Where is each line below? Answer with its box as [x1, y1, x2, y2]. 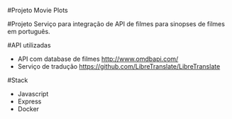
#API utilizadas [7, 41, 51, 49]
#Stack [7, 76, 28, 84]
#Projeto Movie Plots [7, 6, 69, 14]
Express [17, 97, 42, 106]
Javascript [17, 90, 49, 98]
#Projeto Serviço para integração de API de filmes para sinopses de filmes [7, 20, 226, 28]
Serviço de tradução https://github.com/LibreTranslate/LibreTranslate [17, 62, 221, 70]
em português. [7, 28, 51, 35]
